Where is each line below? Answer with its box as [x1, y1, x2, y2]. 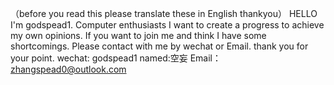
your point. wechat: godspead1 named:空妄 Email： [10, 52, 222, 64]
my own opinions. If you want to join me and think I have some [10, 30, 267, 41]
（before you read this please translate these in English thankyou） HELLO [10, 8, 318, 19]
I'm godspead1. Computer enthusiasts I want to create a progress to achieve [10, 19, 325, 31]
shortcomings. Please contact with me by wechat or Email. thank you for [10, 40, 309, 52]
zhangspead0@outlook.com [10, 63, 127, 75]
